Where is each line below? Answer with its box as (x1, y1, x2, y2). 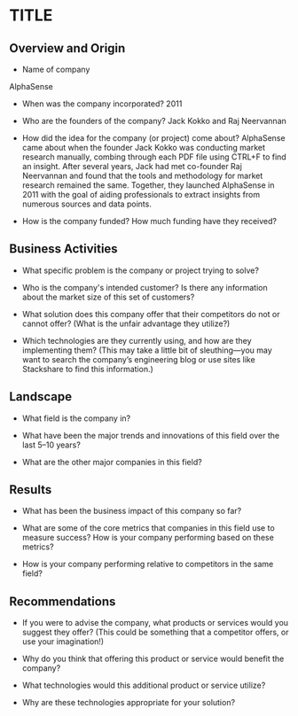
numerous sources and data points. (21, 198, 153, 209)
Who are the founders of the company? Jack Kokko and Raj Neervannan (21, 116, 286, 126)
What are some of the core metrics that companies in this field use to (21, 523, 275, 533)
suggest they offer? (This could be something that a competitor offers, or (21, 626, 289, 638)
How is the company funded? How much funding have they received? (21, 216, 278, 226)
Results (9, 482, 52, 497)
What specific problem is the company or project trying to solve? (21, 265, 260, 276)
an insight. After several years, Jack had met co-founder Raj (21, 161, 242, 171)
